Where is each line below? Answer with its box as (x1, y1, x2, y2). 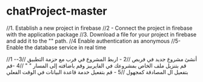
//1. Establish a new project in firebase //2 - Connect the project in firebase (6, 24, 193, 32)
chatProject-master (6, 4, 107, 18)
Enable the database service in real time (6, 44, 107, 51)
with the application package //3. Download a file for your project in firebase (6, 30, 197, 38)
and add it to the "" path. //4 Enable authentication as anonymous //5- (6, 37, 181, 44)
